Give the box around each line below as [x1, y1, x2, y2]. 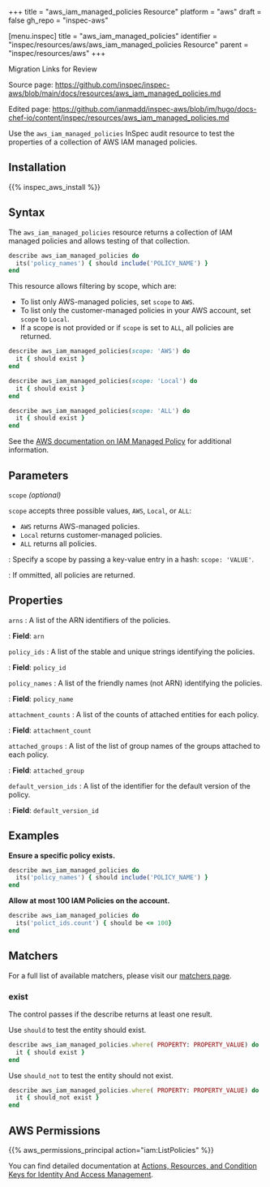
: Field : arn [8, 630, 45, 640]
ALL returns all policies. [19, 539, 97, 548]
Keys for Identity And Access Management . [8, 1169, 154, 1179]
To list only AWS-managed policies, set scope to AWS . [19, 297, 195, 307]
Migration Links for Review [8, 64, 97, 74]
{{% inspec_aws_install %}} [8, 182, 101, 191]
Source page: [8, 80, 54, 89]
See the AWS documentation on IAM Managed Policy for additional [8, 437, 232, 446]
